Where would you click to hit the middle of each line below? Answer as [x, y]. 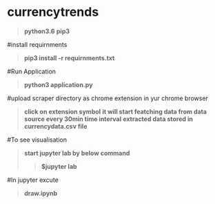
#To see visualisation [37, 140]
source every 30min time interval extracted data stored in [108, 119]
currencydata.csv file [55, 126]
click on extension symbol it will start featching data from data [115, 111]
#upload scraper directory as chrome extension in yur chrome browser [108, 98]
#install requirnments [37, 44]
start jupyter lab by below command [77, 153]
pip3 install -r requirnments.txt [69, 58]
